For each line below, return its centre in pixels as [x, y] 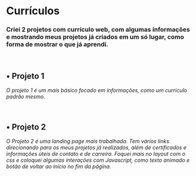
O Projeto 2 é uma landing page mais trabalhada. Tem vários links [88, 142]
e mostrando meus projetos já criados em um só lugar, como [95, 37]
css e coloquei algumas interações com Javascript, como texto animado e [98, 160]
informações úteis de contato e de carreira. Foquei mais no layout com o [96, 154]
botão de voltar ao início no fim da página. [59, 166]
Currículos [33, 11]
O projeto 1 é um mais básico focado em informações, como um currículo [97, 90]
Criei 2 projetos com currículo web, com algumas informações [98, 30]
